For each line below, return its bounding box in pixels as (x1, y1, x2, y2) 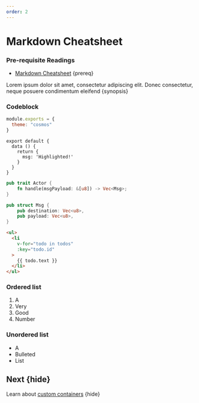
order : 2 (6, 8, 28, 15)
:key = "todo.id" (17, 246, 55, 252)
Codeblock (6, 103, 39, 111)
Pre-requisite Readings (6, 56, 75, 64)
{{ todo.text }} (17, 257, 58, 264)
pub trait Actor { (6, 181, 52, 187)
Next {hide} (6, 374, 51, 384)
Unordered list (6, 330, 49, 339)
